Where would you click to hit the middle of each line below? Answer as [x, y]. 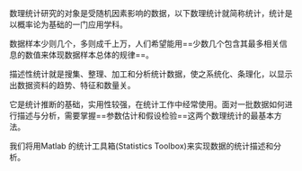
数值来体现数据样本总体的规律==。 [89, 55]
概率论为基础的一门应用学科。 [72, 24]
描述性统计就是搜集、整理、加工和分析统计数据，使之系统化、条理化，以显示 [151, 74]
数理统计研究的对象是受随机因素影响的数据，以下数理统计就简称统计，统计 [147, 13]
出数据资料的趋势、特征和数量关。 [72, 85]
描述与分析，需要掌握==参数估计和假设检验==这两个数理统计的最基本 [146, 116]
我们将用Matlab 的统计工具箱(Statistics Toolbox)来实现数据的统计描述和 [142, 146]
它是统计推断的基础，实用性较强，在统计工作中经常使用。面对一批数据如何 [147, 104]
